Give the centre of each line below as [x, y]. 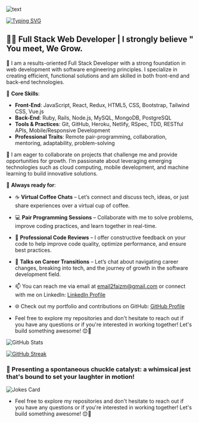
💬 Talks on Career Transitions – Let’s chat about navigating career [97, 261]
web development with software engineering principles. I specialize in [92, 69]
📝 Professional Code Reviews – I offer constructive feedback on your [100, 237]
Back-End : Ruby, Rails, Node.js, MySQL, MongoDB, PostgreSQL [93, 117]
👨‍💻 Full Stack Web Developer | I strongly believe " [100, 40]
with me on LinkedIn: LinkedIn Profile [60, 294]
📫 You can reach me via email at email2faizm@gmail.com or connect [100, 286]
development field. [38, 274]
